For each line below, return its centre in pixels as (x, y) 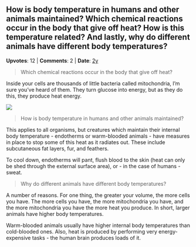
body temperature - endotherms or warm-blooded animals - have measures (98, 136)
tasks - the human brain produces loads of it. (86, 238)
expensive (18, 238)
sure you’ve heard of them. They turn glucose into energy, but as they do (94, 89)
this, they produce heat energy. (44, 96)
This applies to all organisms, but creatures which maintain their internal (93, 129)
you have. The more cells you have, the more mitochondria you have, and (95, 201)
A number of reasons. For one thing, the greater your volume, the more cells (98, 195)
